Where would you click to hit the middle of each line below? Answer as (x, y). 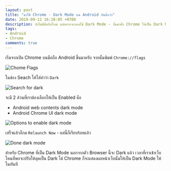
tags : (11, 29)
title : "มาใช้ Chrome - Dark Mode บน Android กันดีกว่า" (60, 15)
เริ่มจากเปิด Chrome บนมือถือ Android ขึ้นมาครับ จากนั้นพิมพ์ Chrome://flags (76, 57)
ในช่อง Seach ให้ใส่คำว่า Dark (32, 77)
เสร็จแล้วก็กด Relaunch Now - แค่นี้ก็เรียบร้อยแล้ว (48, 132)
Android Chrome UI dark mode (45, 113)
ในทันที (12, 164)
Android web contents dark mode (48, 108)
